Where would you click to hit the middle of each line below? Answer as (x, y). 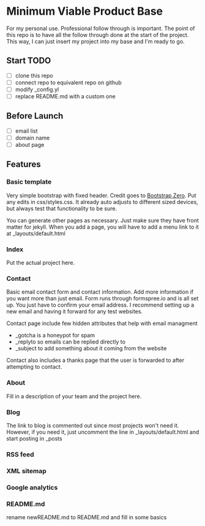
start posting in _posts (34, 438)
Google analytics (32, 487)
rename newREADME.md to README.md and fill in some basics (87, 517)
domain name (32, 138)
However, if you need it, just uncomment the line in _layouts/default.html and (103, 432)
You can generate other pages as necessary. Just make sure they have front (102, 220)
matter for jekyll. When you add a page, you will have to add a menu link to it (102, 227)
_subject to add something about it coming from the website (91, 348)
